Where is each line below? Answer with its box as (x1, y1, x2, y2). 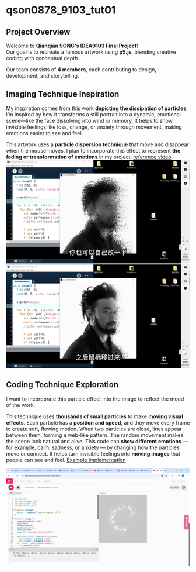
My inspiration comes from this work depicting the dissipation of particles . (6, 105, 188, 112)
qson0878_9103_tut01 (6, 4, 116, 17)
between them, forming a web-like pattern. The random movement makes (6, 431, 184, 439)
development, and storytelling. (6, 73, 79, 79)
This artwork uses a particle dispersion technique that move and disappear (6, 141, 190, 148)
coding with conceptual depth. (6, 55, 80, 61)
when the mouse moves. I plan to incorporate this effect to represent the (6, 147, 181, 154)
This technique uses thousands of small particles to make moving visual (6, 413, 184, 420)
